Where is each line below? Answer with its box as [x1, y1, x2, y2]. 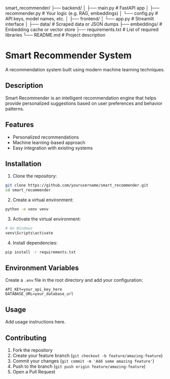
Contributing [5, 334, 47, 342]
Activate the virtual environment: [12, 216, 81, 222]
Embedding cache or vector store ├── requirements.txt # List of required [5, 26, 159, 33]
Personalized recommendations [12, 134, 80, 140]
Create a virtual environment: [12, 197, 74, 203]
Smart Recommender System [5, 50, 132, 61]
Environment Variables [5, 264, 79, 273]
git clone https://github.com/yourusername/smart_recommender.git [5, 183, 149, 188]
